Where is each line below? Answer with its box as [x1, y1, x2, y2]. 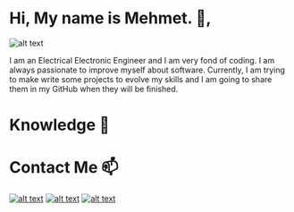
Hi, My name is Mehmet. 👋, [9, 8, 212, 29]
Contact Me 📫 [9, 157, 119, 178]
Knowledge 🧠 [9, 115, 110, 135]
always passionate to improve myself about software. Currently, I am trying [9, 64, 286, 75]
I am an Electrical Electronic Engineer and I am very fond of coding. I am [9, 55, 275, 65]
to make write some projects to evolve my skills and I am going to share [9, 73, 273, 84]
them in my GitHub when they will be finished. [9, 83, 179, 94]
